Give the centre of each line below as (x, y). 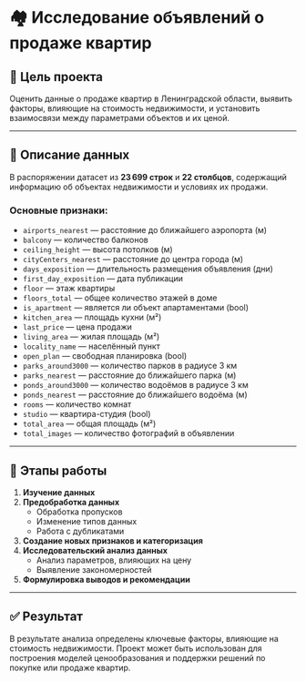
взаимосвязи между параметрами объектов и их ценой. (120, 118)
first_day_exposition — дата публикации (103, 279)
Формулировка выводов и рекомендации (107, 579)
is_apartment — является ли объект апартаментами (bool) (135, 308)
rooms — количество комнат (77, 404)
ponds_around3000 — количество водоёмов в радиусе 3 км (135, 385)
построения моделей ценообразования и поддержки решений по (138, 657)
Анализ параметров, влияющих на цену (114, 560)
